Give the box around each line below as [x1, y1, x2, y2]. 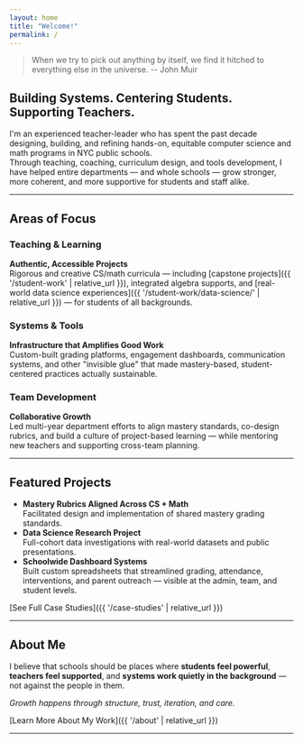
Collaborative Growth [9, 411, 92, 422]
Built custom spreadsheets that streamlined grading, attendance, [22, 565, 264, 577]
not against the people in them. [9, 680, 125, 691]
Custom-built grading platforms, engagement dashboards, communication [9, 349, 286, 361]
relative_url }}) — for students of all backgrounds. [9, 297, 193, 307]
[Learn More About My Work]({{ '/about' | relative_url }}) [9, 715, 219, 726]
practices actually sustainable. [44, 369, 158, 380]
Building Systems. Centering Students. [9, 90, 233, 105]
